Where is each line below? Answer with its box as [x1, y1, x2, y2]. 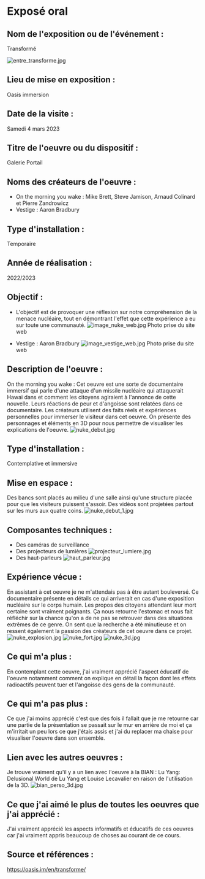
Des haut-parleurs [15, 554, 62, 561]
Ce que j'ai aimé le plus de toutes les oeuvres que [7, 799, 199, 810]
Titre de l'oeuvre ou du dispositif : [7, 143, 138, 153]
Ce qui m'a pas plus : [7, 698, 88, 709]
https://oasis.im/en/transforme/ [7, 866, 86, 873]
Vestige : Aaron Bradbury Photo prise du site [15, 339, 195, 347]
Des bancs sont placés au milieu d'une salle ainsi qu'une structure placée [7, 494, 192, 501]
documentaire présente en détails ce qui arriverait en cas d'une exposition [7, 594, 195, 602]
